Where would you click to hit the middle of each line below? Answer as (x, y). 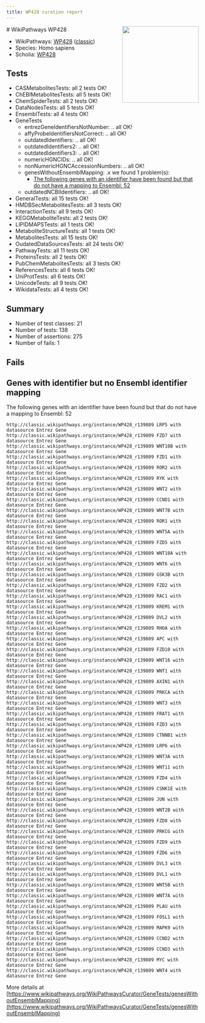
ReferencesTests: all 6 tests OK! (55, 270)
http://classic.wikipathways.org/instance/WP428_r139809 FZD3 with (94, 725)
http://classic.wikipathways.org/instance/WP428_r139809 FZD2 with (94, 585)
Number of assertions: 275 (49, 336)
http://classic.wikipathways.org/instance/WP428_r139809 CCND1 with (95, 500)
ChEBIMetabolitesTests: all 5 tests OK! (63, 95)
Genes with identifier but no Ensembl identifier (97, 383)
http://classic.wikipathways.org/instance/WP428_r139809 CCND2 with (95, 939)
